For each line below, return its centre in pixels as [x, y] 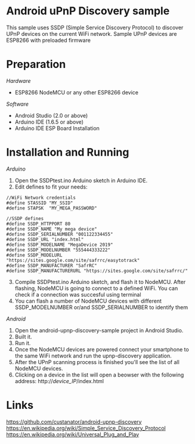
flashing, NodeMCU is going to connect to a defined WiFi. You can [96, 288]
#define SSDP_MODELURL [34, 255]
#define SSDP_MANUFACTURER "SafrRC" [52, 266]
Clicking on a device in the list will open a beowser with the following [99, 375]
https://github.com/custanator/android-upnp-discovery [74, 421]
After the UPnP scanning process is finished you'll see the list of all [97, 362]
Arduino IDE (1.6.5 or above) [49, 122]
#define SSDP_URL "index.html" [45, 239]
